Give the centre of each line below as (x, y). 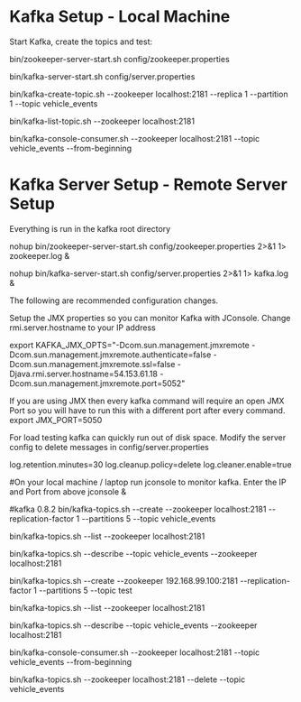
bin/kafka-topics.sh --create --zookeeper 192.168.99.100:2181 (124, 580)
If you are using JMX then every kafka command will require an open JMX (147, 401)
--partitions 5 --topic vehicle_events (149, 518)
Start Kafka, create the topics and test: (81, 42)
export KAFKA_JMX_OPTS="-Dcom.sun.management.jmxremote (129, 345)
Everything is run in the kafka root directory (90, 228)
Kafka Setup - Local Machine (120, 17)
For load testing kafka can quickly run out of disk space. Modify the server (148, 437)
